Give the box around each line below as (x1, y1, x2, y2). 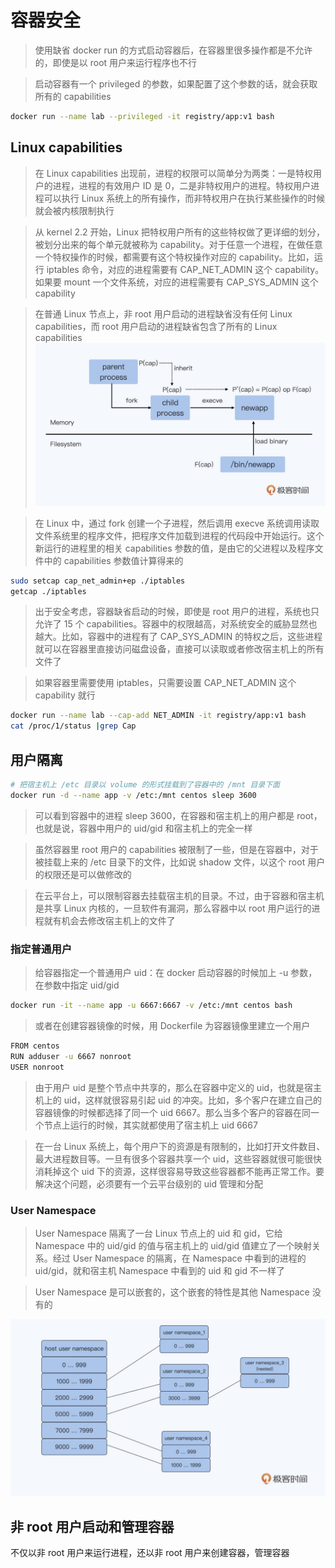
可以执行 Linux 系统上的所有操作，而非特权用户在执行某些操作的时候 (43, 192, 326, 204)
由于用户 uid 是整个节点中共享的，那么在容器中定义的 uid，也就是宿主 (34, 1081, 323, 1093)
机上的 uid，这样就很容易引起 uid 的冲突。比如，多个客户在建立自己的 (34, 1094, 323, 1106)
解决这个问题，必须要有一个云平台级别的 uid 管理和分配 (34, 1177, 263, 1190)
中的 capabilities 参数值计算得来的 (43, 554, 184, 566)
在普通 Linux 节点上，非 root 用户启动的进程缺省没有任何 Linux (34, 307, 293, 320)
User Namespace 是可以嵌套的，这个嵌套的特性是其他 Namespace (34, 1286, 310, 1298)
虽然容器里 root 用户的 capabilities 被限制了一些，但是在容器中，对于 (34, 843, 319, 855)
